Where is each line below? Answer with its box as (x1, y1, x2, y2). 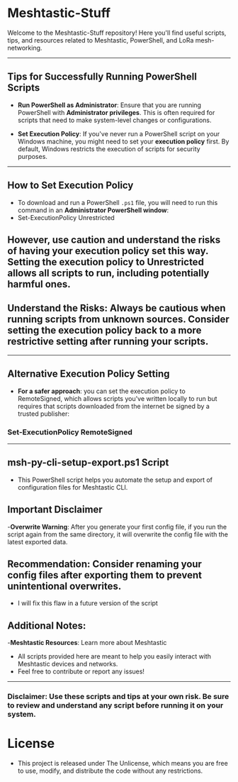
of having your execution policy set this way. (7, 245, 209, 257)
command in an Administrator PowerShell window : (17, 206, 169, 214)
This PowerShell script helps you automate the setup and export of (17, 475, 213, 484)
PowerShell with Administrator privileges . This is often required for (17, 108, 215, 116)
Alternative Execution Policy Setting (7, 368, 170, 380)
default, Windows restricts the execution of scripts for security (17, 144, 200, 153)
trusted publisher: (17, 409, 69, 418)
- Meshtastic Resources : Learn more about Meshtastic (7, 639, 167, 647)
